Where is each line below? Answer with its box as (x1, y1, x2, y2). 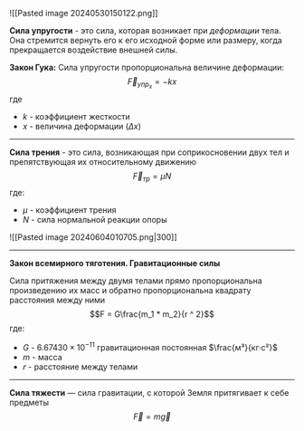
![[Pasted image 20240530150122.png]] (9, 8, 158, 18)
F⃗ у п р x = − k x (127, 76, 177, 91)
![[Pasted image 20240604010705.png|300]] (9, 231, 178, 243)
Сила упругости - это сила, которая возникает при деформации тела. (9, 25, 282, 35)
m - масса (22, 351, 63, 362)
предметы (9, 397, 50, 407)
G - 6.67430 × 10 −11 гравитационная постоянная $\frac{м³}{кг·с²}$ (22, 340, 278, 352)
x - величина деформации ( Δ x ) (22, 121, 142, 132)
